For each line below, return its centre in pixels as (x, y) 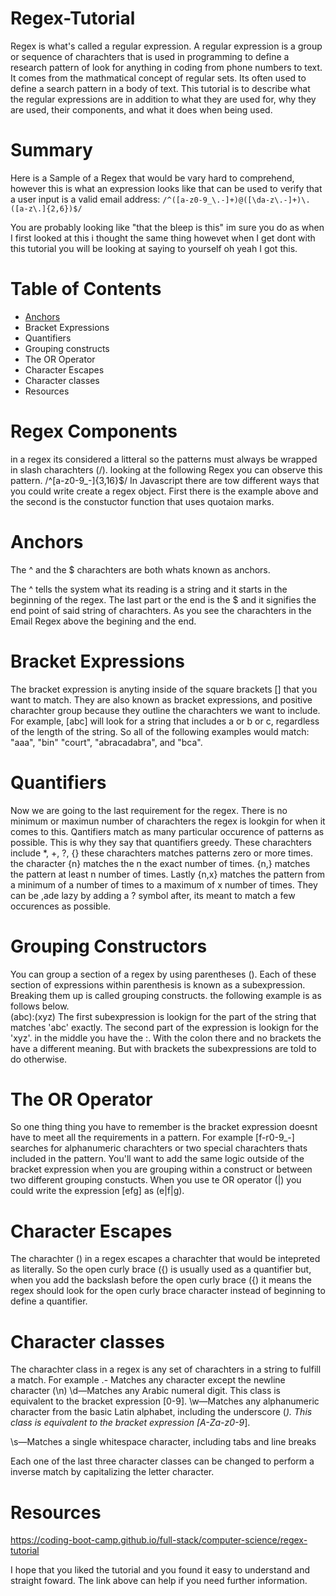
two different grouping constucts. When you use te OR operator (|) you (156, 1180)
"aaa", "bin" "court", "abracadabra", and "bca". (106, 742)
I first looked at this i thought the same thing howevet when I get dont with (163, 238)
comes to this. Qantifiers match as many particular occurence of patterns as (167, 831)
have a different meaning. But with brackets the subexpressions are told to (163, 1048)
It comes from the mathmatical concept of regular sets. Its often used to (158, 78)
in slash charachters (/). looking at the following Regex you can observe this (166, 469)
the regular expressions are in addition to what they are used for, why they (163, 99)
